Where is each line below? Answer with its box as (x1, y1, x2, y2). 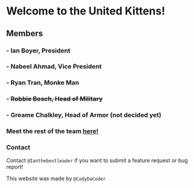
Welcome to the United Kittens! (6, 4, 165, 18)
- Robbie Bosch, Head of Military (6, 95, 103, 103)
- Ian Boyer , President (6, 46, 71, 55)
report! (6, 163, 23, 171)
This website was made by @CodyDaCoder (6, 175, 106, 182)
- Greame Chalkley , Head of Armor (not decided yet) (6, 111, 162, 119)
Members (6, 28, 43, 39)
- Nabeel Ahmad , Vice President (6, 62, 102, 70)
